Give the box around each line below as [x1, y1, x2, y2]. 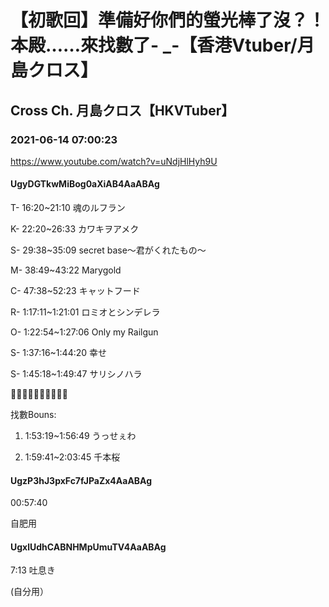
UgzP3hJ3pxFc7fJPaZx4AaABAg [10, 474, 153, 486]
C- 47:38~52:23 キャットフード [10, 285, 141, 297]
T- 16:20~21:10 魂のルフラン [10, 202, 126, 214]
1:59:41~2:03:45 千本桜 [24, 451, 121, 463]
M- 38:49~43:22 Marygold [10, 264, 122, 276]
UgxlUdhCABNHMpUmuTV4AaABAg [10, 541, 167, 553]
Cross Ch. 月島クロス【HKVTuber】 [10, 102, 235, 119]
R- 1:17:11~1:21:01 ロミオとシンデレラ [10, 306, 161, 318]
